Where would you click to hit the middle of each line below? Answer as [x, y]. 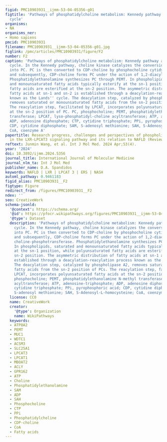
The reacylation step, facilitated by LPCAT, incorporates [72, 107]
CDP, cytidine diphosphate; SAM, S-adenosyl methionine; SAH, [75, 126]
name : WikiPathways [34, 316]
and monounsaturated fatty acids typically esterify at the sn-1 [79, 84]
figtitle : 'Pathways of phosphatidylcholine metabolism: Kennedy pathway [83, 14]
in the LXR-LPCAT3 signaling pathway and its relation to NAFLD [78, 140]
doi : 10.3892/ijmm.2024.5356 [35, 154]
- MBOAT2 [19, 362]
